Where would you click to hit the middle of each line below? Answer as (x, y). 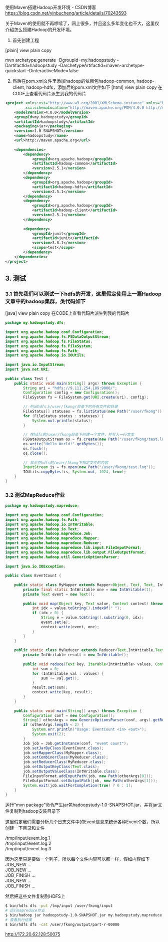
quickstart (15, 71)
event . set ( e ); (55, 622)
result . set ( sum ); (50, 688)
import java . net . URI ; (28, 369)
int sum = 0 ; (45, 669)
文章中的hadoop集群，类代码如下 (45, 301)
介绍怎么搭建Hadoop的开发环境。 (40, 30)
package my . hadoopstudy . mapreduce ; (42, 506)
